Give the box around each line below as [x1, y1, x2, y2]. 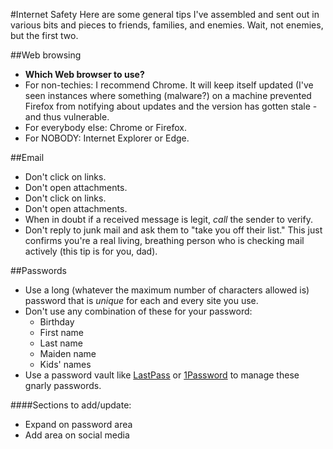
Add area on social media [24, 429, 130, 441]
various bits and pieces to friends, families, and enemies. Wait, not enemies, [10, 19, 324, 31]
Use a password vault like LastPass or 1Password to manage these [24, 369, 300, 381]
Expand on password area [24, 419, 133, 430]
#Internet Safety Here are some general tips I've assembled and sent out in [10, 9, 320, 20]
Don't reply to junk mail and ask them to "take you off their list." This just [24, 224, 323, 236]
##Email [10, 152, 45, 163]
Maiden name [39, 348, 97, 359]
